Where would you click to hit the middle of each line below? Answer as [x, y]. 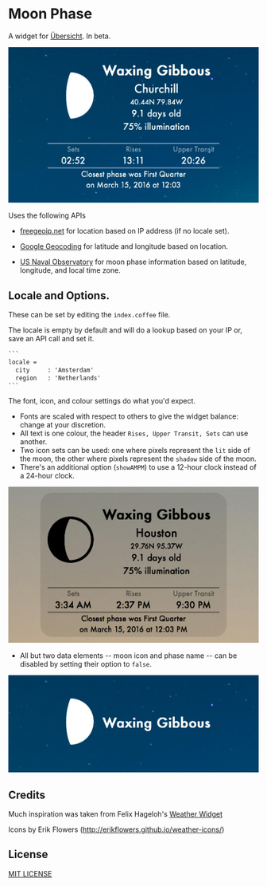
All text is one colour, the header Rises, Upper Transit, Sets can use [134, 433]
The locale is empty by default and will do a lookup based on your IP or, [125, 330]
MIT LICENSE [30, 873]
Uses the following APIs [47, 215]
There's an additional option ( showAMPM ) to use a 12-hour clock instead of [138, 467]
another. [33, 442]
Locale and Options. [59, 295]
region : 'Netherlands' [58, 378]
